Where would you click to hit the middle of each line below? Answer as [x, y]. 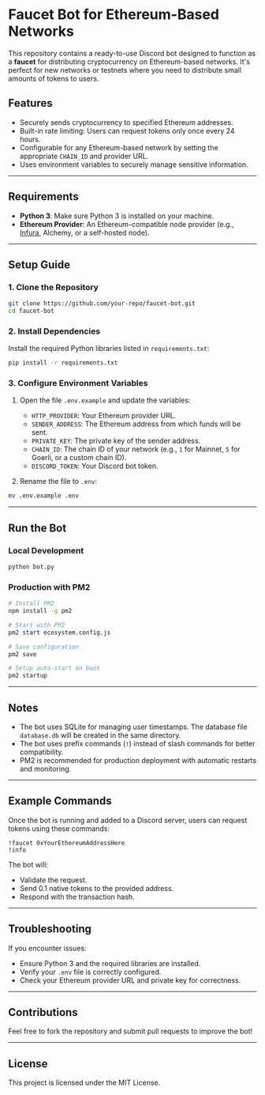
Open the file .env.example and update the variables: [105, 400]
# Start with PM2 [37, 625]
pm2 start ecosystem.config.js [60, 632]
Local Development [46, 550]
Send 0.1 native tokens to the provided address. [97, 888]
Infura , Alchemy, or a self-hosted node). [84, 232]
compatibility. [41, 752]
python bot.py [32, 567]
